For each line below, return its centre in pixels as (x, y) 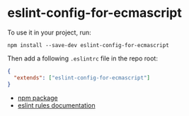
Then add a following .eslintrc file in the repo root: (82, 58)
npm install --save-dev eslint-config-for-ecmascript (88, 45)
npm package (38, 98)
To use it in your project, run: (49, 32)
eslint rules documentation (56, 105)
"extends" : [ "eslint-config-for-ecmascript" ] (82, 78)
